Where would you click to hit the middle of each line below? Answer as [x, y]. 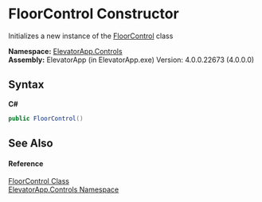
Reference [26, 163]
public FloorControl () [46, 118]
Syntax [26, 85]
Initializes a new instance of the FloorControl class [91, 36]
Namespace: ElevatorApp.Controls [65, 51]
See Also [31, 144]
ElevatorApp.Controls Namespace [64, 190]
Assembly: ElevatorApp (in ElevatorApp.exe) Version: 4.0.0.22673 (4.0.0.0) [131, 60]
